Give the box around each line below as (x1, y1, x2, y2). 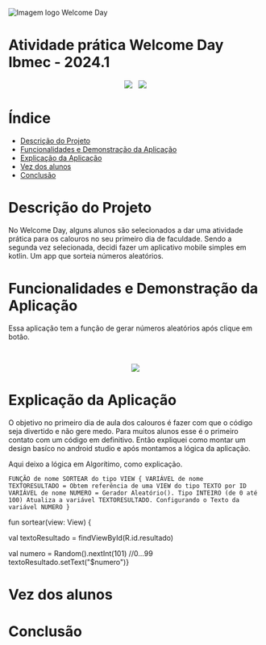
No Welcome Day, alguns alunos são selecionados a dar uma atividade (8, 225, 243, 234)
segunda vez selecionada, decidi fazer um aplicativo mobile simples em (8, 242, 247, 252)
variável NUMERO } (8, 503, 70, 511)
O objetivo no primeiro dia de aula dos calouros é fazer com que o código (8, 417, 253, 428)
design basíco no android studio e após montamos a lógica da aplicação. (8, 443, 251, 453)
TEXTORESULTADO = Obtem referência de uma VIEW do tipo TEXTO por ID (8, 482, 247, 490)
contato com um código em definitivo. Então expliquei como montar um (8, 435, 246, 445)
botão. (8, 331, 30, 341)
